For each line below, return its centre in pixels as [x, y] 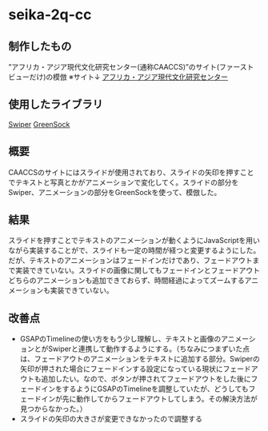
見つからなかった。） [53, 409]
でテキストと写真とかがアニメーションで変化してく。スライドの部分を [124, 182]
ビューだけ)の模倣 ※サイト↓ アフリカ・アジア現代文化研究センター [118, 77]
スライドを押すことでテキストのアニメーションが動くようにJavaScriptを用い [134, 241]
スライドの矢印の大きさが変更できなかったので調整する [111, 419]
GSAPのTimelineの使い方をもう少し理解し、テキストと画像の [120, 339]
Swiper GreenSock [39, 124]
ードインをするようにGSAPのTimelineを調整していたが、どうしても [138, 389]
